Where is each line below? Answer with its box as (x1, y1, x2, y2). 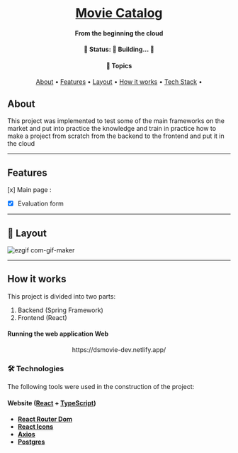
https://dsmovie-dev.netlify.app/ (72, 346, 166, 354)
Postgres (17, 437, 45, 446)
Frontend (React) (17, 313, 67, 321)
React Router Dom (17, 415, 73, 423)
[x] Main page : (7, 186, 52, 194)
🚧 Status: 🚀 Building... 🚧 (84, 45, 154, 54)
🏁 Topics (106, 61, 132, 70)
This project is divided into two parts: (7, 292, 115, 300)
